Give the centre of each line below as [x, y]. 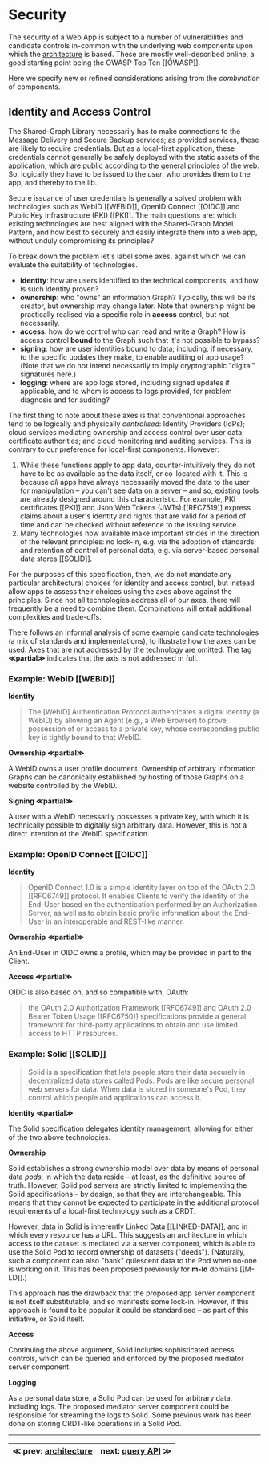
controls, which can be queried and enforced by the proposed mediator [126, 1358]
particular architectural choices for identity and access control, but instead [131, 583]
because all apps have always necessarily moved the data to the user [134, 482]
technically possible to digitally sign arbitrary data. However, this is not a [128, 825]
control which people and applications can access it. [114, 1097]
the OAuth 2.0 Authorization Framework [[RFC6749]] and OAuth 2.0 [139, 1008]
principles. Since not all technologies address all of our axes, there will [124, 600]
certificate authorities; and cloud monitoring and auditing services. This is [130, 441]
